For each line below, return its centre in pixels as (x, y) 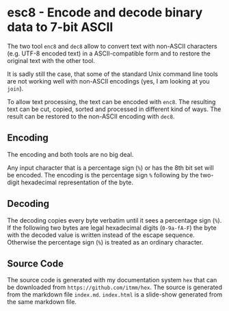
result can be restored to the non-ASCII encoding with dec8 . (91, 116)
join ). (15, 88)
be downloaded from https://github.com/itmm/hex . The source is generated (115, 287)
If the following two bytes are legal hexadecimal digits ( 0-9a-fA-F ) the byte (112, 227)
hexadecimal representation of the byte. (77, 182)
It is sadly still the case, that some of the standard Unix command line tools (113, 74)
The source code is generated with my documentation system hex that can (112, 280)
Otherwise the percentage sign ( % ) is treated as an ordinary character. (105, 242)
